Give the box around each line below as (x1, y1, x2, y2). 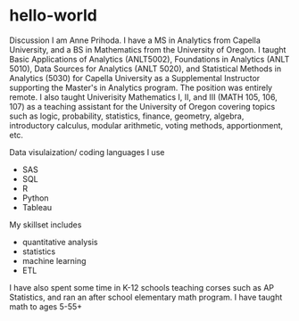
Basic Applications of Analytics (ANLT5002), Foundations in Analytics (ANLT (9, 53, 290, 64)
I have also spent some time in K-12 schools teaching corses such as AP (9, 282, 275, 292)
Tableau (21, 202, 53, 212)
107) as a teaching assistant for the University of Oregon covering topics (9, 101, 276, 111)
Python (21, 193, 49, 203)
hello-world (9, 5, 98, 26)
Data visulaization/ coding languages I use (9, 146, 165, 157)
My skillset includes (9, 219, 82, 230)
